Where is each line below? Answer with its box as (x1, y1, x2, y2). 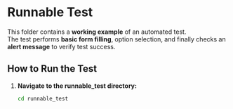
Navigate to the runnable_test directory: (17, 82, 137, 90)
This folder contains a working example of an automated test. (7, 27, 187, 36)
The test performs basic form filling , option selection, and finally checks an (7, 34, 226, 43)
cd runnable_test (17, 95, 69, 102)
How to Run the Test (7, 63, 97, 75)
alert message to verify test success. (7, 42, 116, 51)
